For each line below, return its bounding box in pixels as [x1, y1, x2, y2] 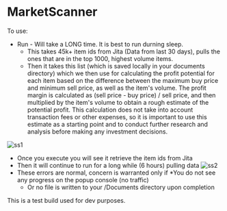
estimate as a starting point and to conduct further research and [27, 120, 209, 128]
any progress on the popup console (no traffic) [16, 175, 149, 184]
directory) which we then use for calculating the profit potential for [27, 69, 215, 77]
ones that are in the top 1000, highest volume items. [27, 54, 174, 62]
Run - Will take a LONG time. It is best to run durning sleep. [16, 40, 183, 48]
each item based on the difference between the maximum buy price [27, 76, 219, 84]
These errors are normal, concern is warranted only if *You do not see [16, 169, 216, 177]
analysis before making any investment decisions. [27, 127, 168, 136]
